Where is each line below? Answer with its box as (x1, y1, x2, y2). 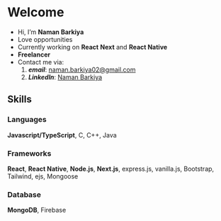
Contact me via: (17, 57, 64, 66)
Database (7, 189, 41, 199)
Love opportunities (17, 35, 73, 43)
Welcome (7, 4, 64, 21)
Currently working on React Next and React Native (17, 42, 168, 51)
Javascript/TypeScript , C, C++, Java (7, 130, 117, 139)
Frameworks (7, 148, 52, 158)
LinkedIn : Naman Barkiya (28, 72, 103, 81)
